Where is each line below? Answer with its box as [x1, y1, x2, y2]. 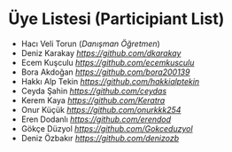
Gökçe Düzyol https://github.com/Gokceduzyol [20, 123, 193, 133]
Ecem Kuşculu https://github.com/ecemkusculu [20, 57, 195, 68]
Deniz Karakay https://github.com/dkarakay [20, 47, 182, 58]
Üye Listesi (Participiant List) [8, 9, 225, 29]
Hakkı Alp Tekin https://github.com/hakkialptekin [20, 76, 200, 86]
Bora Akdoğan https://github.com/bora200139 [20, 67, 190, 77]
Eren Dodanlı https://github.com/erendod [20, 114, 172, 124]
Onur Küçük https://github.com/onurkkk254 [20, 104, 182, 115]
